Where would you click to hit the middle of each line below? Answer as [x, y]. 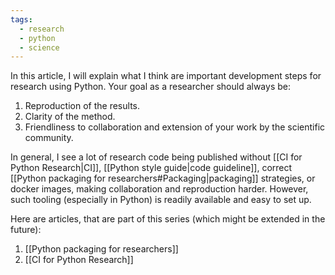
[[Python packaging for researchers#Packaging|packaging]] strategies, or [163, 178]
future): [26, 230]
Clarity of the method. [70, 117]
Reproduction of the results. [82, 106]
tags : [21, 19]
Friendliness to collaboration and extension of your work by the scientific [175, 127]
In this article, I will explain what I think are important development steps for [166, 76]
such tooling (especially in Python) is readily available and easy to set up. [161, 200]
